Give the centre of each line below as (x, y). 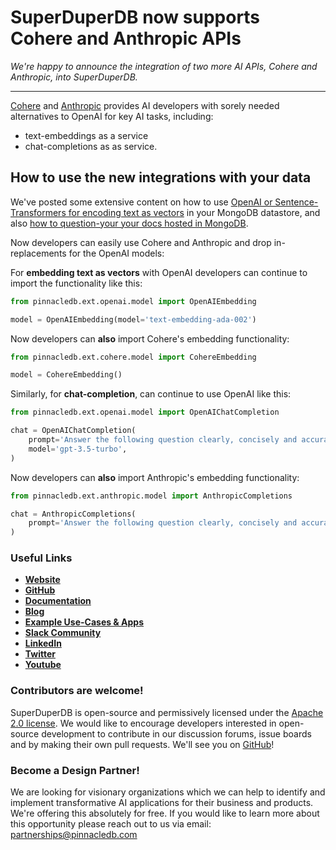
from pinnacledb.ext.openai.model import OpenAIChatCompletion (145, 412)
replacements (38, 253)
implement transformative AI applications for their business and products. (162, 803)
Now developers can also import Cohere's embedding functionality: (150, 338)
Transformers (38, 212)
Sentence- (296, 202)
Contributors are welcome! (77, 691)
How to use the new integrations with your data (161, 177)
